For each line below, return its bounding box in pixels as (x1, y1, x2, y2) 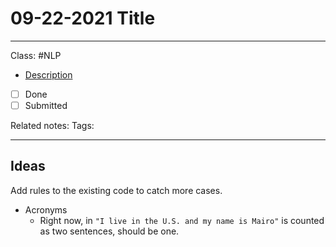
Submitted (24, 100, 68, 111)
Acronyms (24, 203, 68, 216)
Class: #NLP (10, 49, 62, 61)
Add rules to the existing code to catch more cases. (10, 184, 223, 196)
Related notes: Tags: (10, 120, 95, 132)
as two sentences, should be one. (39, 225, 180, 237)
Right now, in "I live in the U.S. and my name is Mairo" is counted (39, 214, 325, 226)
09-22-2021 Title (10, 7, 156, 30)
